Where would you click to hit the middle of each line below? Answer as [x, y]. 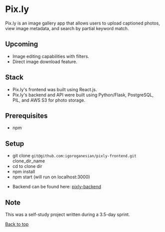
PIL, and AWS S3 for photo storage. [49, 100]
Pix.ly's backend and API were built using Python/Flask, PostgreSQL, [83, 95]
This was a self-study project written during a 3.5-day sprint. [68, 214]
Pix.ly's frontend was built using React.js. [55, 89]
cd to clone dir [27, 166]
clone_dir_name [29, 161]
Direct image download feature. [45, 62]
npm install [24, 172]
